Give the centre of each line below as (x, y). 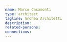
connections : (18, 32)
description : (18, 23)
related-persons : (23, 28)
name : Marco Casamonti (28, 9)
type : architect (22, 14)
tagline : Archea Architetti (34, 18)
